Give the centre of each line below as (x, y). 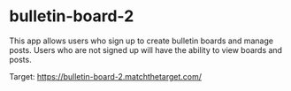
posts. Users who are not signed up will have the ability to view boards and (146, 49)
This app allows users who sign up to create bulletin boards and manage (142, 41)
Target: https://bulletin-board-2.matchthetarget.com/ (105, 76)
